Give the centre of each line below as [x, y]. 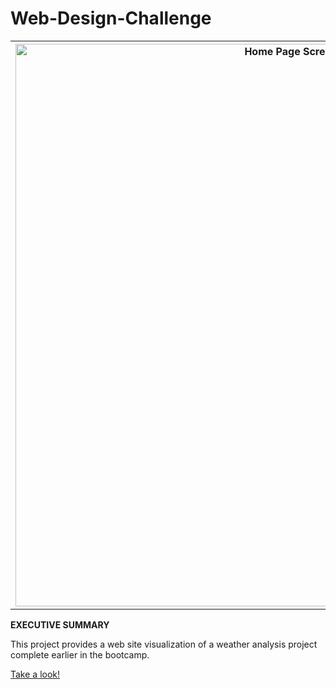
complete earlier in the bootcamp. [80, 654]
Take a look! [35, 674]
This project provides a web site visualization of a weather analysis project [164, 644]
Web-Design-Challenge [111, 18]
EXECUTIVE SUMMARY [60, 624]
